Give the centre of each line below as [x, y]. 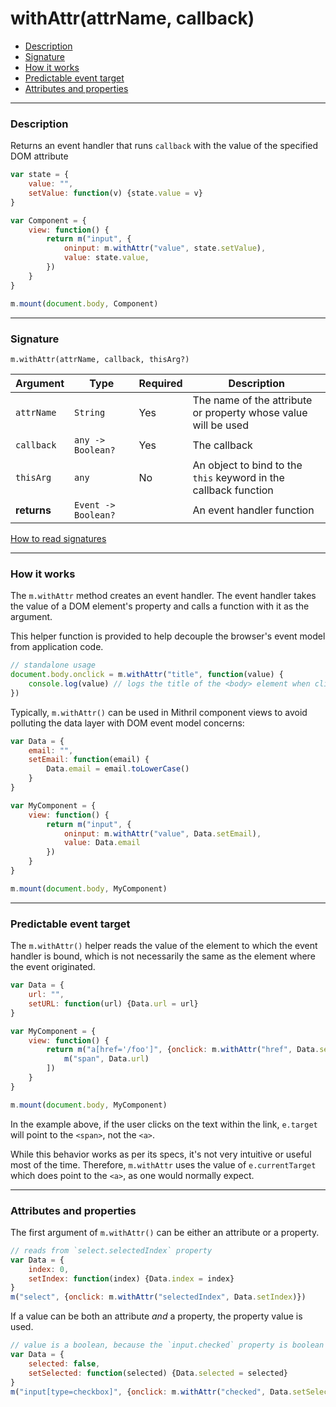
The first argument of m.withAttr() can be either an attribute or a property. [165, 1232]
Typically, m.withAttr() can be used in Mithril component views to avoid [159, 712]
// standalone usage [53, 665]
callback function [233, 490]
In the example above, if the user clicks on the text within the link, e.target [164, 1124]
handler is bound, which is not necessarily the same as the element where [163, 956]
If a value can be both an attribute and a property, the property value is [156, 1316]
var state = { [40, 175]
